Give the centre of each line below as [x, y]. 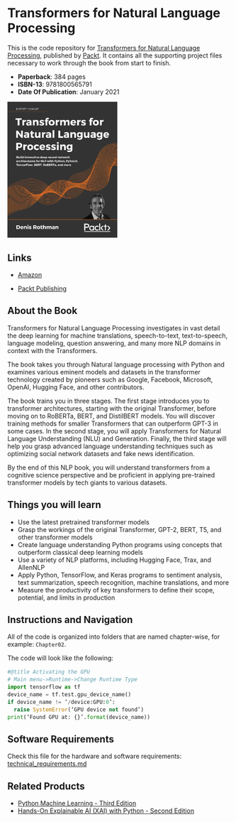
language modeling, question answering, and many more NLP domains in [114, 343]
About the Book [43, 311]
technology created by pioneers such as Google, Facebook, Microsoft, [110, 379]
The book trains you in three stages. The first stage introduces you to [108, 401]
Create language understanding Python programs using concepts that [120, 544]
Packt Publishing [42, 288]
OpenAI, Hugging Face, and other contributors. [76, 387]
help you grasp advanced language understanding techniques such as [110, 446]
